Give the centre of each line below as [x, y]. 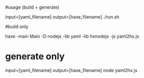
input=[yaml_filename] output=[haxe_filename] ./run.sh [62, 17]
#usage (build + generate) [32, 7]
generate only [35, 56]
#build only [17, 26]
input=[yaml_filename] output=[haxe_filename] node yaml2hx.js [71, 70]
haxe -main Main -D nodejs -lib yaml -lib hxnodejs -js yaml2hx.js [72, 36]
